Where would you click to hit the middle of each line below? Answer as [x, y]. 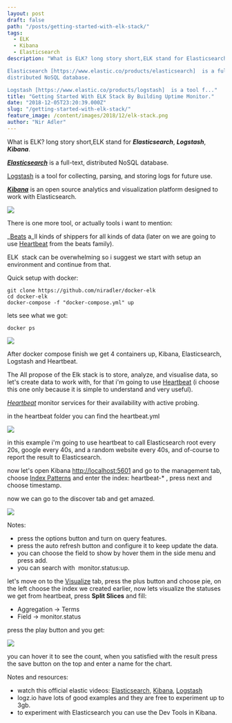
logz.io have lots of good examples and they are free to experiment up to [120, 697]
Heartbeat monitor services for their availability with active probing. [103, 402]
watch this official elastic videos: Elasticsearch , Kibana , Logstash [110, 690]
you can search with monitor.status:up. [73, 567]
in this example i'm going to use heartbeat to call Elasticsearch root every [112, 442]
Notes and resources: [38, 677]
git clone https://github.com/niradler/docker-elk [81, 290]
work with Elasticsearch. [42, 196]
